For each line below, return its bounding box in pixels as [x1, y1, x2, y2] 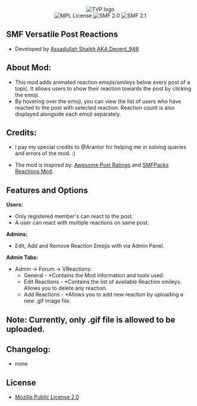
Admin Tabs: [6, 254, 39, 261]
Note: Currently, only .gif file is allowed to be [6, 314, 176, 325]
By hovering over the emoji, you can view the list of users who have [14, 98, 181, 105]
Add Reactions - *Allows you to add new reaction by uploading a [23, 291, 184, 298]
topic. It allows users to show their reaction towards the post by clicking [14, 84, 192, 92]
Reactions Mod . [14, 168, 54, 175]
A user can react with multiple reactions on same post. [14, 219, 149, 226]
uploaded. [6, 324, 45, 334]
